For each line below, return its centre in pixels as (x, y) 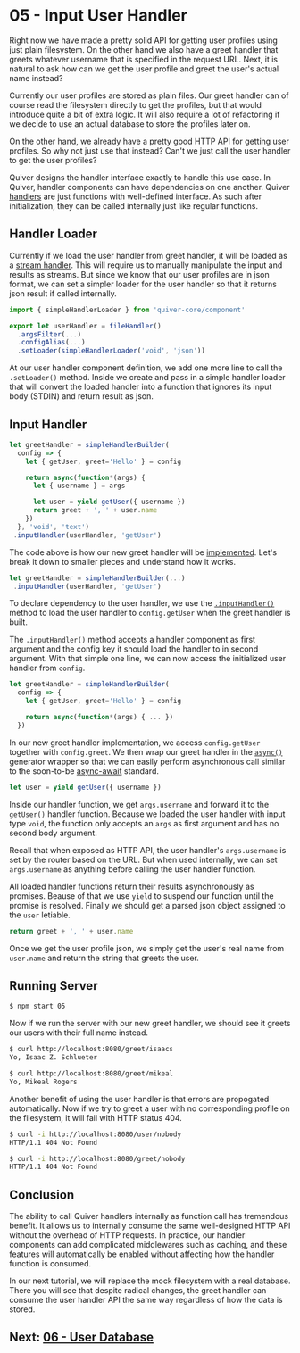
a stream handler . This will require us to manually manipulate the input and (146, 265)
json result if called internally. (63, 293)
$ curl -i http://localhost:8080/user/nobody (95, 1134)
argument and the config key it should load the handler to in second (134, 649)
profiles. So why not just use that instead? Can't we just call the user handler (150, 150)
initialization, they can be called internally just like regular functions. (134, 205)
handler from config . (47, 668)
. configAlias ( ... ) (52, 343)
